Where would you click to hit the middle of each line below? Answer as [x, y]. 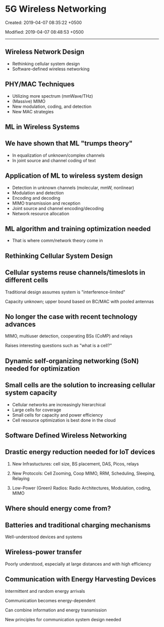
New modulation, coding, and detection [52, 106]
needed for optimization [42, 368]
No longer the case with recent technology [71, 317]
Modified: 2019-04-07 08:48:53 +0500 [44, 32]
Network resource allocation [41, 213]
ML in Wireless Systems [42, 127]
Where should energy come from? [58, 509]
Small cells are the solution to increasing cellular [80, 385]
